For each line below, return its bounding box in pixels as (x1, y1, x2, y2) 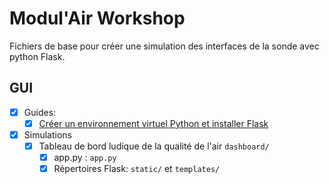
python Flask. (9, 50, 66, 62)
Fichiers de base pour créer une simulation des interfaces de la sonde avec (9, 40, 320, 52)
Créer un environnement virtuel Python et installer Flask (38, 117, 269, 129)
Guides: (23, 106, 57, 118)
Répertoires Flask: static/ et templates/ (53, 163, 221, 175)
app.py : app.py (53, 152, 117, 163)
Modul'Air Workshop (9, 7, 186, 30)
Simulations (23, 128, 72, 141)
